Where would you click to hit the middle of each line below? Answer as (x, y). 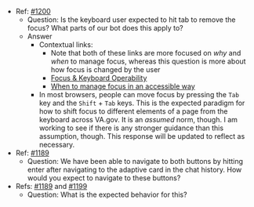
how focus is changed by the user (105, 69)
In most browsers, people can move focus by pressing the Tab (139, 94)
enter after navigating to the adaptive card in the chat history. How (134, 169)
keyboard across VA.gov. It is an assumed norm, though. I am (138, 120)
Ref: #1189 (32, 153)
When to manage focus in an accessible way (123, 86)
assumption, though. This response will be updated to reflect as (142, 136)
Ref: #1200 (33, 11)
